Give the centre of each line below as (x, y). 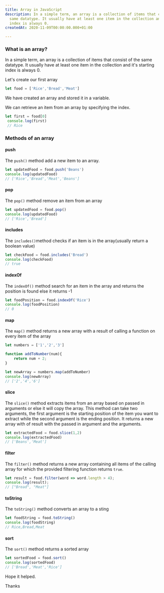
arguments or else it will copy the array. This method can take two (72, 408)
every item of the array (28, 336)
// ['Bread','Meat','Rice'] (34, 567)
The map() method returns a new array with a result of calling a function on (80, 331)
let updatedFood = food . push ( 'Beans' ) (44, 170)
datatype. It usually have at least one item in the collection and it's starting (80, 65)
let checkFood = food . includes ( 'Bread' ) (47, 255)
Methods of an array (30, 138)
